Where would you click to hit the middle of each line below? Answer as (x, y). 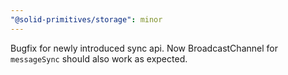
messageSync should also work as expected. (99, 58)
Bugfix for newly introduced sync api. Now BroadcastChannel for (144, 48)
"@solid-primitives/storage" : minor (86, 19)
